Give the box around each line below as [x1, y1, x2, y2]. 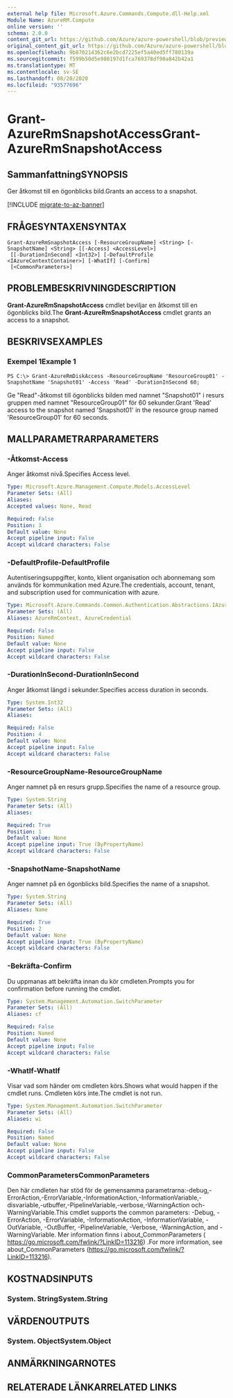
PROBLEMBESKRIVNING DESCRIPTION [7, 283, 176, 294]
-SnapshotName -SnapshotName [7, 864, 121, 874]
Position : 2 [7, 925, 42, 932]
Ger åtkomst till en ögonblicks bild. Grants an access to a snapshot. [7, 187, 198, 196]
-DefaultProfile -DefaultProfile [7, 558, 110, 567]
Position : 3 [7, 521, 42, 529]
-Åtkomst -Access [7, 454, 69, 464]
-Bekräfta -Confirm [7, 961, 71, 971]
